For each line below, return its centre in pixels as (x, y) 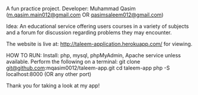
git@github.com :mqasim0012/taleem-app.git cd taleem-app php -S (88, 68)
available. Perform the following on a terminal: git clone (73, 62)
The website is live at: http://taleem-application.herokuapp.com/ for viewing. (99, 44)
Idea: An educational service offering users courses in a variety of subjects (98, 26)
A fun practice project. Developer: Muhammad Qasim (71, 9)
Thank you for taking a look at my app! (53, 86)
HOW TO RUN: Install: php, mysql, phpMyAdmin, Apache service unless (94, 55)
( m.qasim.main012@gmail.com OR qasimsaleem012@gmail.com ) (85, 15)
